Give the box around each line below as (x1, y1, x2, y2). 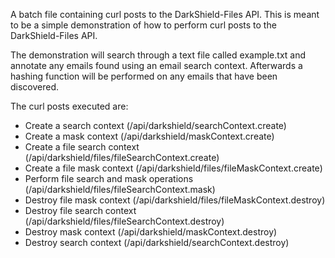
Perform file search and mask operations (24, 173, 194, 184)
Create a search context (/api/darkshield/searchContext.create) (24, 120, 287, 131)
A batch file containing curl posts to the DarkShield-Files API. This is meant (10, 9, 320, 20)
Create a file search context (24, 141, 140, 153)
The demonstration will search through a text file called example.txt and (10, 49, 307, 61)
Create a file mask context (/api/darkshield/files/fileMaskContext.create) (24, 162, 323, 174)
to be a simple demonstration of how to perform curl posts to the (10, 19, 277, 31)
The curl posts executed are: (10, 100, 129, 112)
